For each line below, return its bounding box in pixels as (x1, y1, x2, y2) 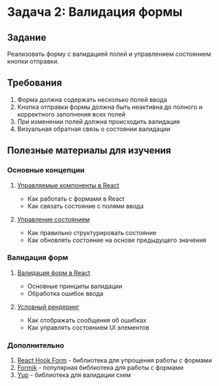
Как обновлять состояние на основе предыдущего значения (27, 236, 207, 244)
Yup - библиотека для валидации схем (17, 371, 132, 379)
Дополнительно (7, 341, 64, 350)
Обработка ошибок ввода (27, 289, 104, 297)
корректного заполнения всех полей (17, 110, 126, 118)
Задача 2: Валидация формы (7, 4, 182, 20)
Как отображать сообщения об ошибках (27, 316, 147, 324)
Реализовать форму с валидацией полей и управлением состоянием (7, 50, 211, 58)
